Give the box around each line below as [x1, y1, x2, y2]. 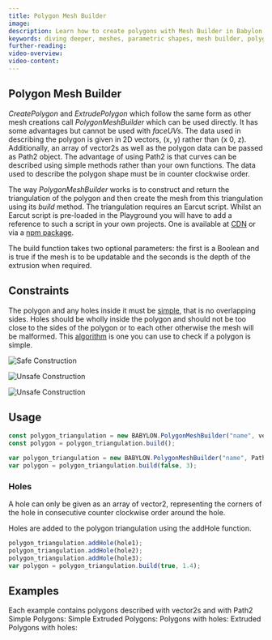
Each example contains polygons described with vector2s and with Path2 [8, 605, 253, 616]
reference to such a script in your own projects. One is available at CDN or [8, 219, 257, 228]
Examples [8, 584, 59, 598]
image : [8, 19, 31, 28]
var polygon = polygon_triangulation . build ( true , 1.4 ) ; [8, 561, 201, 570]
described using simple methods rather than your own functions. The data [8, 160, 257, 170]
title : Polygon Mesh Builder [8, 11, 107, 20]
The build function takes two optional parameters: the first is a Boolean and [8, 243, 260, 253]
